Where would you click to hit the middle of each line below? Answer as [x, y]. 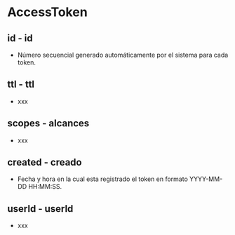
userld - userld [40, 209]
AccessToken [47, 12]
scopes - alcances [48, 123]
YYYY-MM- [206, 179]
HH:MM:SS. [45, 187]
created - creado [45, 162]
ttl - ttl [21, 85]
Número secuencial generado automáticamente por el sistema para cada [123, 55]
